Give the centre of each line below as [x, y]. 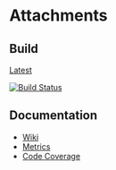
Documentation [54, 116]
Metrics [36, 146]
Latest [21, 70]
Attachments [59, 16]
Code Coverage [51, 156]
